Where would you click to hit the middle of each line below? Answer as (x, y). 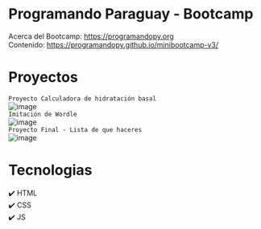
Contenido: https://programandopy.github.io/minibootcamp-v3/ (114, 44)
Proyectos (43, 78)
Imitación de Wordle (43, 114)
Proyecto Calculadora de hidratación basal (83, 98)
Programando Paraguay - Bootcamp (131, 14)
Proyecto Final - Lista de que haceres (75, 129)
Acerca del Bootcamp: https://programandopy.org (91, 36)
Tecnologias (50, 170)
